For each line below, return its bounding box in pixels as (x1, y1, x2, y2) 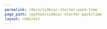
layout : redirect (4, 16, 40, 21)
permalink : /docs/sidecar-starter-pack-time (4, 7, 98, 12)
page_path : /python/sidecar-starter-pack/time (4, 12, 102, 17)
